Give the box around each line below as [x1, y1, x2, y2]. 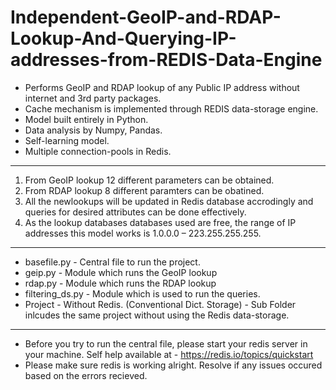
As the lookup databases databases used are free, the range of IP [24, 216, 297, 228]
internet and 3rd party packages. [24, 92, 162, 104]
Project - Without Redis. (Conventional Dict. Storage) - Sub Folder [24, 298, 297, 310]
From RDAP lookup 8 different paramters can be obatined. [24, 184, 265, 196]
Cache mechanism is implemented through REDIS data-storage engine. [24, 102, 319, 115]
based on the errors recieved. [24, 369, 148, 381]
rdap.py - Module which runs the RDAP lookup [24, 277, 217, 289]
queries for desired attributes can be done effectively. [24, 206, 247, 218]
